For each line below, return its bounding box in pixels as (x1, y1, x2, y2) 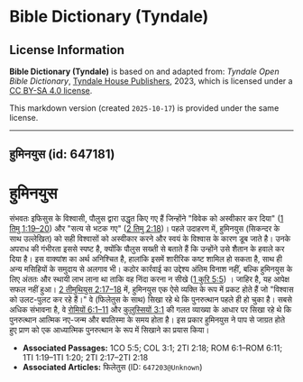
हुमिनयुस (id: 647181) (9, 147, 115, 162)
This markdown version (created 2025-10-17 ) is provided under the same (9, 103, 280, 114)
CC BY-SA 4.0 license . (9, 86, 93, 95)
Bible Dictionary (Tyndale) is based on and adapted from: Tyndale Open (9, 66, 280, 77)
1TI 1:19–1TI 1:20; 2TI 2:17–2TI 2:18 (22, 352, 149, 363)
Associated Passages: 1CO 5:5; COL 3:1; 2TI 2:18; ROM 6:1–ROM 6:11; (22, 342, 282, 353)
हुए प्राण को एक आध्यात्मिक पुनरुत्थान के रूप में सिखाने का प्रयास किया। (9, 324, 210, 335)
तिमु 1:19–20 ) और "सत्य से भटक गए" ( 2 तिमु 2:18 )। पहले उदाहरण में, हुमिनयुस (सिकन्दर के (9, 223, 280, 234)
